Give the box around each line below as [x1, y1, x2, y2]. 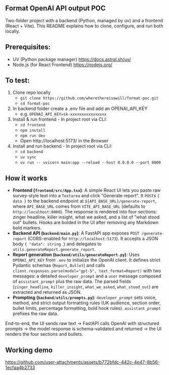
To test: [5, 76, 30, 85]
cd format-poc [20, 101, 50, 106]
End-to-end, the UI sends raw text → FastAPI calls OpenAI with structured [5, 320, 159, 327]
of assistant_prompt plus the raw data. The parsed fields [12, 279, 132, 285]
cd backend [20, 149, 44, 154]
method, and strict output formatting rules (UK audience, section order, [12, 300, 161, 306]
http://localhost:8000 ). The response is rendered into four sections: [12, 209, 157, 215]
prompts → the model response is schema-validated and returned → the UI [5, 326, 162, 332]
